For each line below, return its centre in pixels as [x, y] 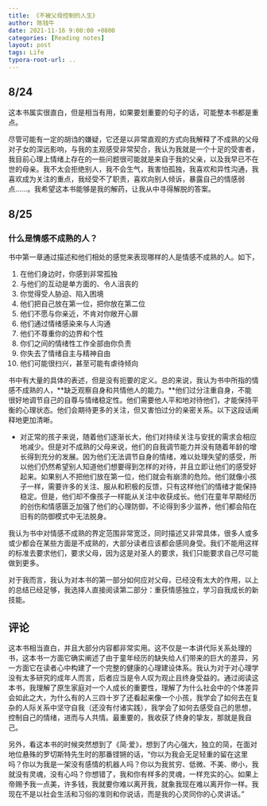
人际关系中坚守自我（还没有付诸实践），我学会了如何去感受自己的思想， [139, 707]
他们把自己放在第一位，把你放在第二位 [82, 304]
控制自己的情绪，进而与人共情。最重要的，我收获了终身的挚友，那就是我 [126, 718]
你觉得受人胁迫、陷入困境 [62, 294]
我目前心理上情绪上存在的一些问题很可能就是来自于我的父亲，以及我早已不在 [133, 159]
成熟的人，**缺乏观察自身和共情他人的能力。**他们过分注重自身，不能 [137, 390]
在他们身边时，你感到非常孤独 [68, 274]
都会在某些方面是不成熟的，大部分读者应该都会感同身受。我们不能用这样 [140, 543]
